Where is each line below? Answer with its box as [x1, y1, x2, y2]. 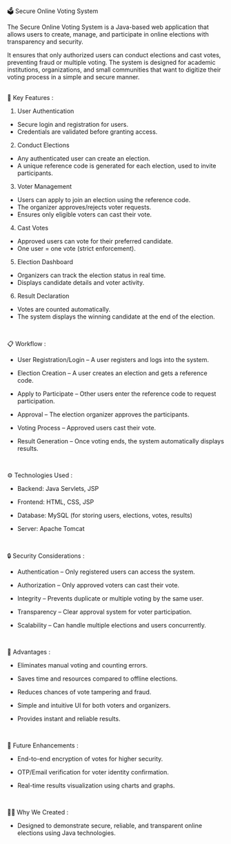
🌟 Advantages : [7, 648, 50, 656]
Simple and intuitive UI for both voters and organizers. [17, 701, 171, 710]
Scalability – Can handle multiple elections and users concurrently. [17, 621, 207, 629]
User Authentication [17, 107, 74, 115]
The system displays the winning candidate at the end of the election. [17, 312, 215, 321]
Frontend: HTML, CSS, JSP [17, 498, 94, 506]
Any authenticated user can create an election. [17, 154, 150, 162]
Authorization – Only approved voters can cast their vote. [17, 581, 180, 589]
